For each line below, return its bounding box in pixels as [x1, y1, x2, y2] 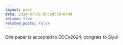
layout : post [5, 7, 32, 12]
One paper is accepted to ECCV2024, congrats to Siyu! [5, 34, 119, 40]
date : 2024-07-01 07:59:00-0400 [5, 12, 72, 17]
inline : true [5, 16, 32, 21]
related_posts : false [5, 21, 50, 26]
